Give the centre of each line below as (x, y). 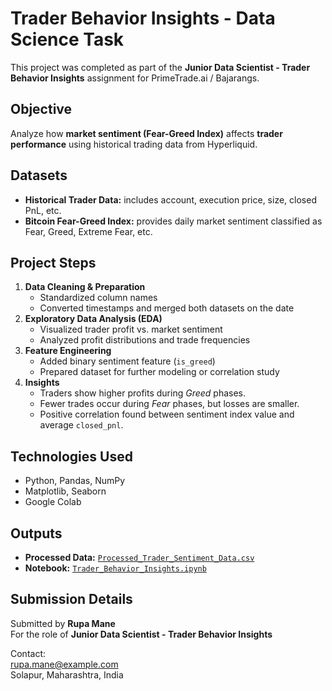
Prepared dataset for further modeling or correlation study (159, 372)
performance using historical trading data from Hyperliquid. (134, 144)
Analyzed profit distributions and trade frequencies (145, 340)
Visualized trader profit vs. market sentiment (131, 329)
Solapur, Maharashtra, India (67, 674)
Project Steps (53, 262)
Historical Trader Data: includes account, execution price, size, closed (170, 199)
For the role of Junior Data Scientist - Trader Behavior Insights (141, 634)
